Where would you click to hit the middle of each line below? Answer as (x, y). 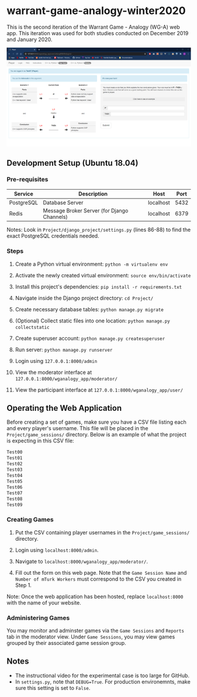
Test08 (15, 499)
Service (24, 194)
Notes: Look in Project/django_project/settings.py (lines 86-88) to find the (99, 230)
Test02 (15, 464)
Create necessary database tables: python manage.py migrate (89, 309)
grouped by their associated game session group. (66, 643)
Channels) (55, 217)
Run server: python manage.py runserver (64, 349)
